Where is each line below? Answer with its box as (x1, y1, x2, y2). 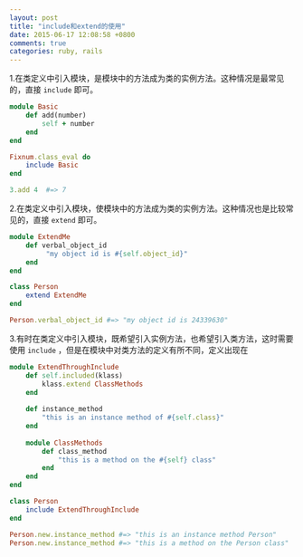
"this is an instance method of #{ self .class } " (42, 413, 224, 422)
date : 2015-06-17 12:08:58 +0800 (9, 30, 136, 39)
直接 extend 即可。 (33, 215, 102, 225)
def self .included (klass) (25, 370, 124, 380)
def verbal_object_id (25, 241, 107, 250)
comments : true (9, 38, 67, 48)
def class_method (42, 447, 107, 456)
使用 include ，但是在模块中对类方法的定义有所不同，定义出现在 (9, 344, 249, 355)
